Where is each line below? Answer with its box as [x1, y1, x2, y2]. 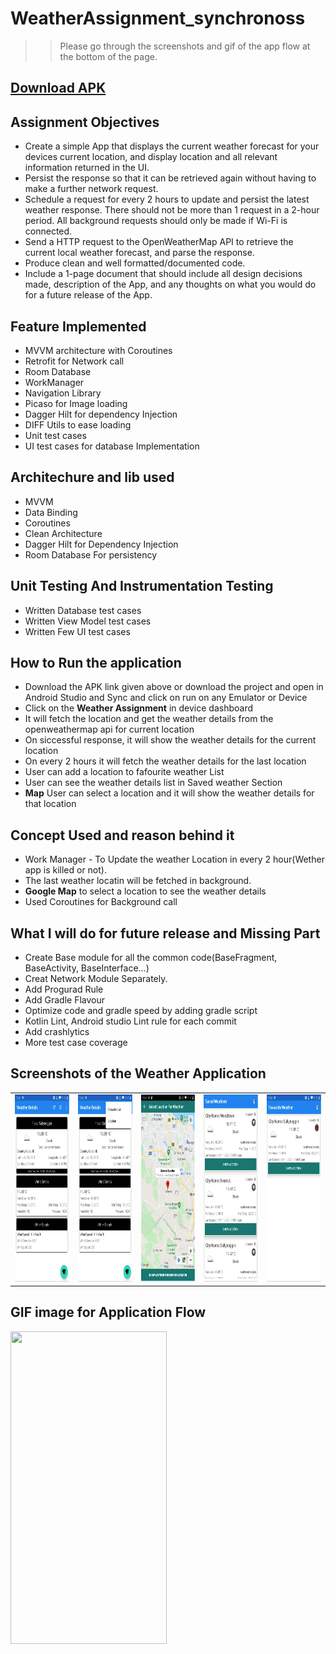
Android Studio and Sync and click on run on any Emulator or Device [24, 692, 308, 704]
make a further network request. [24, 183, 159, 195]
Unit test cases [24, 429, 87, 441]
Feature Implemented [10, 318, 147, 335]
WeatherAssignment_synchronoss [10, 7, 306, 30]
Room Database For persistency [24, 548, 158, 561]
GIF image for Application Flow [10, 1304, 207, 1321]
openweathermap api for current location [24, 723, 195, 736]
